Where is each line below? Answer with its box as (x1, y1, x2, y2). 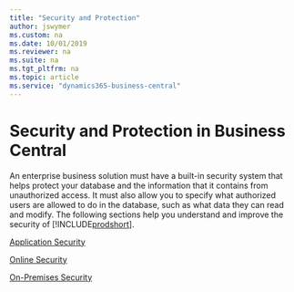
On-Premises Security (9, 271, 93, 283)
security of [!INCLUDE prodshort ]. (9, 218, 135, 229)
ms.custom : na (9, 30, 64, 39)
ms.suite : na (9, 56, 59, 65)
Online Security (9, 254, 68, 265)
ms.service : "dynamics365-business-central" (9, 81, 181, 90)
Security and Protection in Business (9, 120, 286, 141)
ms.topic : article (9, 73, 79, 82)
